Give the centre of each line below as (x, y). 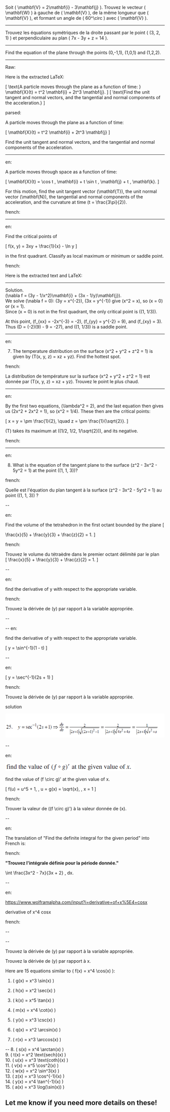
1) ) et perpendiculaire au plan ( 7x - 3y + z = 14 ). (57, 38)
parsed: (13, 113)
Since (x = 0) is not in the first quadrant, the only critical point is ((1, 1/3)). (81, 312)
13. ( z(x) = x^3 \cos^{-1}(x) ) (35, 1076)
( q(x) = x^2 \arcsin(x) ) (37, 1029)
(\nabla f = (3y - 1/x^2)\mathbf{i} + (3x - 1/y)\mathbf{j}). (63, 295)
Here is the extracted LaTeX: (35, 77)
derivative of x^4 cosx (28, 912)
